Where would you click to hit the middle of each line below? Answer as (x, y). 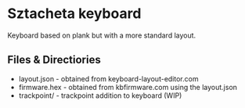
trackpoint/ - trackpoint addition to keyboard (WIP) (100, 95)
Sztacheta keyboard (74, 14)
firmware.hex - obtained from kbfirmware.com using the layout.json (128, 87)
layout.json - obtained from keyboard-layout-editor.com (108, 78)
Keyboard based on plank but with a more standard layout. (102, 35)
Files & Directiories (54, 60)
